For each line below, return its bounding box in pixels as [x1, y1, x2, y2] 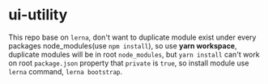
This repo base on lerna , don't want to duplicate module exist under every [8, 32, 257, 42]
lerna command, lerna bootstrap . [8, 66, 123, 76]
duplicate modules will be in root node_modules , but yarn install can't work [8, 49, 261, 59]
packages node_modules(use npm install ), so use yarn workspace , [8, 40, 237, 50]
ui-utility [8, 6, 68, 24]
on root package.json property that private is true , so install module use [8, 58, 249, 68]
